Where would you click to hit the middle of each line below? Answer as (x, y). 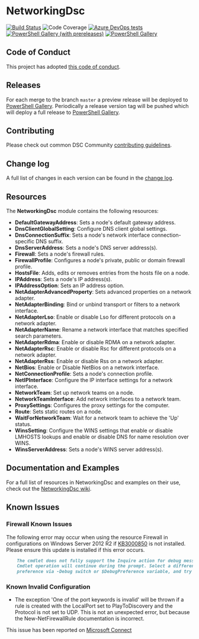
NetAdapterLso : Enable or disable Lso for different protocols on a (95, 317)
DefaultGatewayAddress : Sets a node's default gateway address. (95, 222)
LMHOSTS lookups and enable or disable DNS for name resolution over (102, 437)
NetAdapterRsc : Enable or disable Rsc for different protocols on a (95, 349)
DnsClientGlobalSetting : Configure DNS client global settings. (91, 229)
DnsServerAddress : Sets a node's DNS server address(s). (86, 248)
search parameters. (39, 336)
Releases (23, 85)
